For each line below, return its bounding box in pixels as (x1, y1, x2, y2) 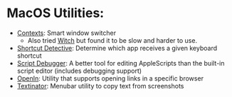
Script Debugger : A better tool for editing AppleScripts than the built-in (16, 58, 225, 67)
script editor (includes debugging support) (16, 66, 142, 75)
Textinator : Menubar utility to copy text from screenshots (16, 81, 184, 90)
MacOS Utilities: (6, 5, 105, 21)
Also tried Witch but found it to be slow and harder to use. (27, 36, 197, 44)
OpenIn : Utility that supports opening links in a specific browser (16, 73, 204, 83)
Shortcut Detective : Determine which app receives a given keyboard (16, 44, 218, 52)
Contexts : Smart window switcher (16, 29, 117, 37)
